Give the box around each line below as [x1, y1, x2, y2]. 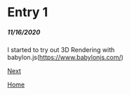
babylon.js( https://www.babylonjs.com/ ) [7, 53, 124, 62]
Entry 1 [7, 4, 48, 20]
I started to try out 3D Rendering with [7, 46, 115, 54]
